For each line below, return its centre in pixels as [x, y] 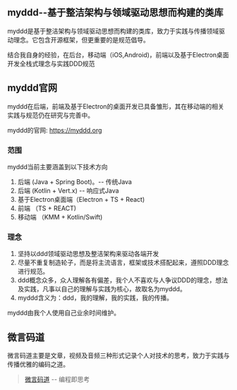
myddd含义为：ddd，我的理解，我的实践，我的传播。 [95, 298]
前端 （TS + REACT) [47, 208]
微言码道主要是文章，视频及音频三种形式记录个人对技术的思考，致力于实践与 [119, 355]
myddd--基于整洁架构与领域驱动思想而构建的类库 [115, 13]
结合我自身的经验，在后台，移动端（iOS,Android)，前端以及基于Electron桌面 [118, 54]
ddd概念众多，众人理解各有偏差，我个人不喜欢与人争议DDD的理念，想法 [122, 280]
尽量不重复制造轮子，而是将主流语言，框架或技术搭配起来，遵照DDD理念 [123, 262]
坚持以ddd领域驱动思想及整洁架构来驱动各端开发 [88, 254]
